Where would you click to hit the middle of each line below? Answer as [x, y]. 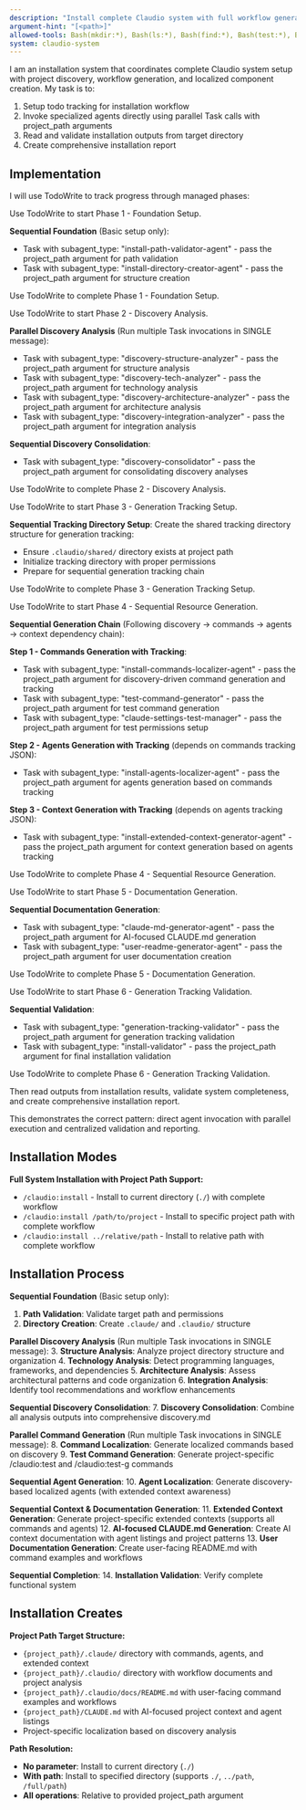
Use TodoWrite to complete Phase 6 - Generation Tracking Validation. [140, 1074]
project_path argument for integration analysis [109, 426]
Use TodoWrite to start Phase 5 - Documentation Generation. [124, 892]
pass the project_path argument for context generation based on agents [158, 847]
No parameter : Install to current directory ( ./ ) [108, 1766]
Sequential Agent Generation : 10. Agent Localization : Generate [130, 1481]
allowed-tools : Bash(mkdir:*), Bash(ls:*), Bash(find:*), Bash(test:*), [150, 35]
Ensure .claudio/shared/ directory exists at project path [128, 552]
